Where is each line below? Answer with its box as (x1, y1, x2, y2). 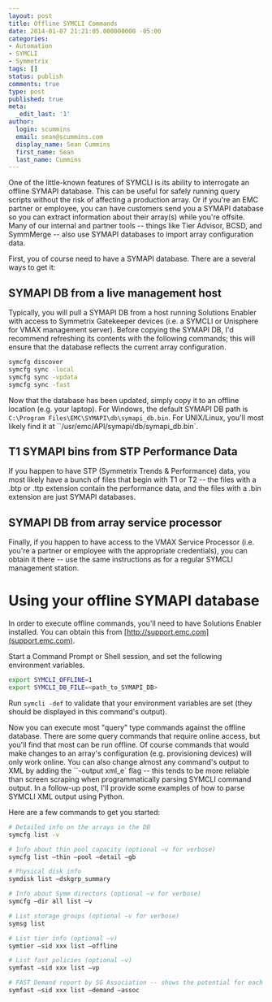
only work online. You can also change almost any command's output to (8, 757, 249, 766)
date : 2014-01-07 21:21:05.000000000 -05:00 (8, 27, 162, 35)
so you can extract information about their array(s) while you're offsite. (8, 212, 245, 222)
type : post (8, 87, 45, 96)
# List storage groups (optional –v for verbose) (8, 912, 180, 920)
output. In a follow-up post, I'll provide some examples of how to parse (8, 783, 245, 792)
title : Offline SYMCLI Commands (8, 20, 118, 28)
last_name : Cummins (15, 155, 82, 163)
